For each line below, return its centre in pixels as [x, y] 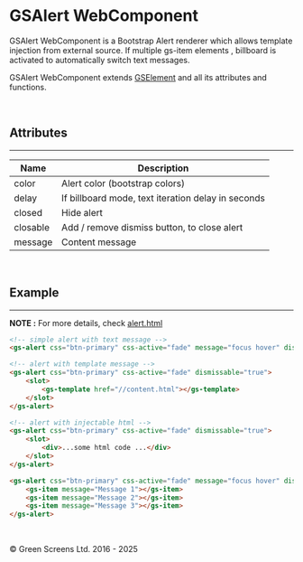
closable [32, 227]
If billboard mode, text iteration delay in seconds [164, 198]
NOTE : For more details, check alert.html [86, 323]
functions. [28, 87]
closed [28, 212]
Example [34, 293]
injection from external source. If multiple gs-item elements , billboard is [143, 50]
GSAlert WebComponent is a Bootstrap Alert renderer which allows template [151, 41]
